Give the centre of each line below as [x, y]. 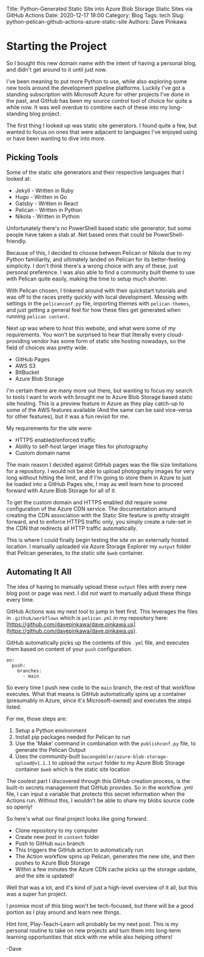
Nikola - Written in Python [47, 216]
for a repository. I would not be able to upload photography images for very [100, 471]
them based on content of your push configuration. [69, 649]
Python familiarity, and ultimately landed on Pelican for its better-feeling [96, 259]
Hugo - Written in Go [41, 197]
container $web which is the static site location [73, 769]
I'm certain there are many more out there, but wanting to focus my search [100, 390]
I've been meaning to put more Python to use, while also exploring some [97, 81]
